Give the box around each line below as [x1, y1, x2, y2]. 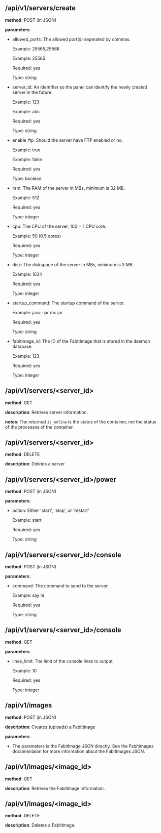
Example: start [12, 517, 42, 523]
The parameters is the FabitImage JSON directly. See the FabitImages [12, 743, 154, 749]
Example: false [12, 156, 42, 162]
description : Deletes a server [5, 461, 65, 467]
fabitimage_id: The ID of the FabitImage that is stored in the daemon [12, 338, 150, 344]
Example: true [12, 147, 41, 153]
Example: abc [12, 108, 40, 114]
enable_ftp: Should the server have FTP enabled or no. [12, 137, 123, 143]
